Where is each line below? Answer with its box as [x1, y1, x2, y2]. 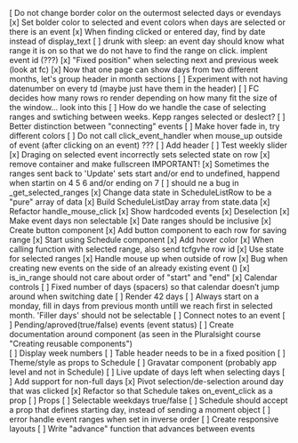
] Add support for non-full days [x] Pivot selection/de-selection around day [9, 376, 285, 386]
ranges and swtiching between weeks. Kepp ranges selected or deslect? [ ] [9, 111, 286, 122]
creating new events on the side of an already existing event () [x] [9, 262, 251, 273]
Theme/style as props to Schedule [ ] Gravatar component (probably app [9, 358, 278, 367]
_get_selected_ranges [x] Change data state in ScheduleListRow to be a [9, 187, 272, 197]
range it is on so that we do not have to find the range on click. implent [9, 45, 269, 56]
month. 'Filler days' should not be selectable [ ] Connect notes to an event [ [9, 310, 286, 320]
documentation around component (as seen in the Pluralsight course [9, 329, 261, 339]
